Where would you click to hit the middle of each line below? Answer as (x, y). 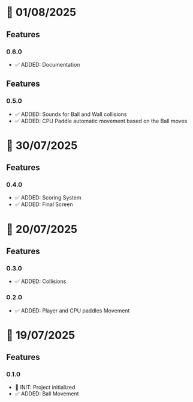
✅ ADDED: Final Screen (44, 204)
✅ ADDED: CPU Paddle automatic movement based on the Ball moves (101, 121)
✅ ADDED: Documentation (47, 64)
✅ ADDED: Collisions (40, 281)
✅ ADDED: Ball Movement (47, 394)
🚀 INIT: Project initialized (45, 388)
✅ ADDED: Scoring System (48, 198)
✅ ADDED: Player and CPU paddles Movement (72, 310)
